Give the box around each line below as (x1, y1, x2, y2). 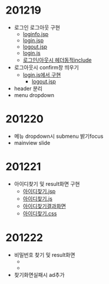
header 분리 (14, 85, 42, 92)
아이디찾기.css (22, 209, 57, 217)
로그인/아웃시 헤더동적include (22, 56, 92, 63)
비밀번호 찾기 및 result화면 (14, 251, 75, 258)
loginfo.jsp (22, 30, 49, 37)
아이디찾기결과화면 (22, 202, 66, 209)
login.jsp (22, 37, 44, 44)
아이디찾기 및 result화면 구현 (14, 180, 80, 187)
